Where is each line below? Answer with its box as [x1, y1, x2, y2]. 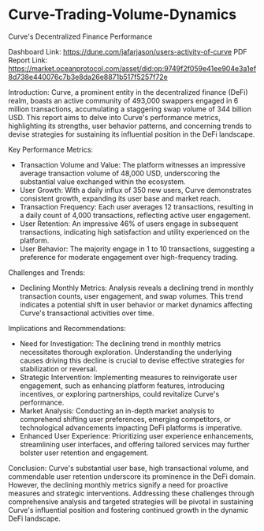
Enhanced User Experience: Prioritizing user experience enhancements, [19, 431, 254, 440]
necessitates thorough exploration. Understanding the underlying [19, 347, 232, 356]
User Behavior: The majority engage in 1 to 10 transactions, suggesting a [19, 243, 255, 254]
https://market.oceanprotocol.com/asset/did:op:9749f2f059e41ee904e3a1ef [8, 63, 257, 73]
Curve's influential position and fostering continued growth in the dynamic [8, 505, 249, 514]
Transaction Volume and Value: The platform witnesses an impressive [19, 160, 246, 169]
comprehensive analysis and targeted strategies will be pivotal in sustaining [8, 496, 254, 507]
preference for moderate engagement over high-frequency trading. [19, 252, 239, 262]
